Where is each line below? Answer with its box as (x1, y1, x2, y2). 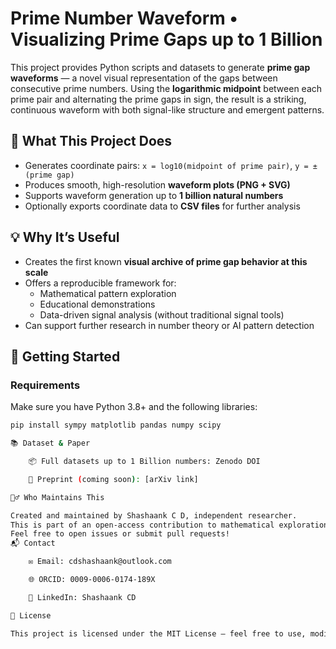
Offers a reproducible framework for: (24, 277, 177, 289)
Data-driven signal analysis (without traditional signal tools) (39, 308, 285, 321)
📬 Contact (10, 538, 56, 549)
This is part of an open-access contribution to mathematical (10, 520, 275, 530)
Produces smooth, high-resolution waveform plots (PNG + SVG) (24, 178, 291, 191)
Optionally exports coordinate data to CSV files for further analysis (24, 200, 301, 212)
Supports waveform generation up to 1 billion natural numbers (24, 189, 284, 201)
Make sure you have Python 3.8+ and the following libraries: (10, 401, 258, 413)
